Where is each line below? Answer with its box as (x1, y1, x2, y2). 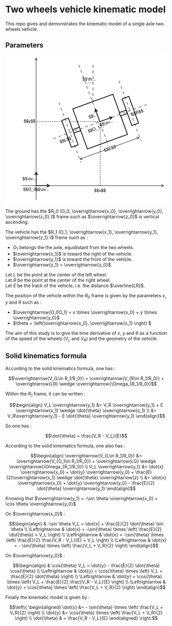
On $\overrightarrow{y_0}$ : (5, 552, 65, 558)
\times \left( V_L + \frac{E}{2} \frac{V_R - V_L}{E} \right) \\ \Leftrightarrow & (7, 579, 166, 585)
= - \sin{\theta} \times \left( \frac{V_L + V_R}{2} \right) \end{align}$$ (14, 542, 159, 548)
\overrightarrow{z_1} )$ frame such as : (5, 234, 88, 240)
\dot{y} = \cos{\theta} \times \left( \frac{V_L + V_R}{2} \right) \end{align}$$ (7, 584, 166, 590)
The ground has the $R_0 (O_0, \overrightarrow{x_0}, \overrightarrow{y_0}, (5, 208, 163, 214)
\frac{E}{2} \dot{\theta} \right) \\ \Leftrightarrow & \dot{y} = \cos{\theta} (10, 573, 163, 579)
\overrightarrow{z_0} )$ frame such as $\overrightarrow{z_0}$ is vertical (5, 213, 159, 219)
